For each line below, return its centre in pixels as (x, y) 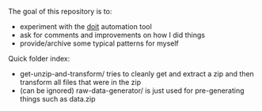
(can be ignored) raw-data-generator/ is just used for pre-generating (132, 91)
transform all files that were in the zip (80, 82)
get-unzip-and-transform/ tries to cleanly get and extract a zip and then (137, 74)
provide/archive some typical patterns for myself (99, 43)
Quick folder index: (39, 59)
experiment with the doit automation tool (85, 26)
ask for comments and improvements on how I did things (112, 35)
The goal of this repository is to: (60, 11)
